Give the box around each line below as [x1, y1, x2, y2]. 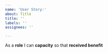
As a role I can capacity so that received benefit [5, 42, 103, 48]
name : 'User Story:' [5, 7, 47, 12]
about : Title [5, 12, 31, 16]
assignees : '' [5, 25, 34, 30]
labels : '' [5, 20, 27, 26]
